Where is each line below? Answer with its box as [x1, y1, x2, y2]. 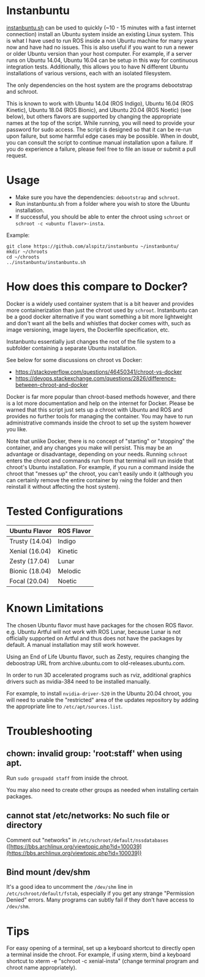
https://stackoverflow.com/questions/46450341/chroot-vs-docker [15, 368, 182, 375]
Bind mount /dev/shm [6, 867, 91, 877]
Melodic [58, 567, 81, 575]
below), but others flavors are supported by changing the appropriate [6, 113, 182, 120]
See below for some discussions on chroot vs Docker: [6, 356, 143, 363]
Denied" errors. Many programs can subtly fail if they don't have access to [6, 896, 195, 903]
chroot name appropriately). [6, 964, 77, 971]
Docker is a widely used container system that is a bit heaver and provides [6, 300, 194, 307]
